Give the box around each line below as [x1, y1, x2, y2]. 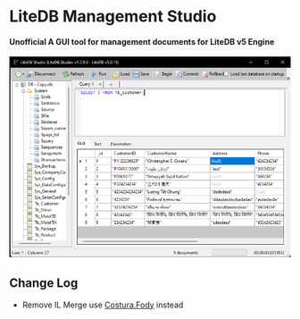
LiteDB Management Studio [9, 6, 217, 27]
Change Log [9, 275, 79, 291]
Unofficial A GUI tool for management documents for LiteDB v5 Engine [9, 36, 275, 46]
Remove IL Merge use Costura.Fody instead [21, 299, 184, 310]
